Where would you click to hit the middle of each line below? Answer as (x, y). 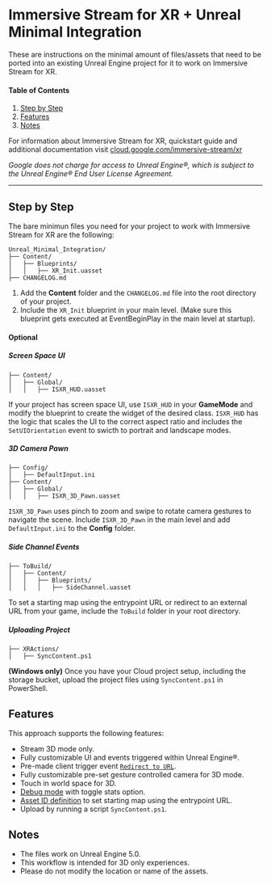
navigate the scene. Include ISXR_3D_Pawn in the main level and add (119, 520)
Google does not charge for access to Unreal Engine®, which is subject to (131, 165)
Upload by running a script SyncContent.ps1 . (93, 809)
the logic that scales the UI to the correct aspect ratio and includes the (125, 421)
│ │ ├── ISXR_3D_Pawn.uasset (65, 496)
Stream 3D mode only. (57, 749)
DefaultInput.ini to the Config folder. (72, 528)
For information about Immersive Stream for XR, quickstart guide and (123, 141)
